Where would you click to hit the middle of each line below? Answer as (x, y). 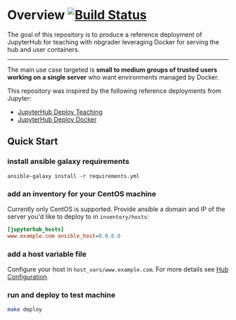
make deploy (25, 309)
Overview (36, 15)
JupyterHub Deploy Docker (57, 119)
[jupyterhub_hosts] (36, 229)
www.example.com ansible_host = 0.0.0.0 (64, 236)
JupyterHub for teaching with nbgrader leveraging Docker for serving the (113, 41)
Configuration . (28, 276)
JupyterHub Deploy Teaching (60, 112)
